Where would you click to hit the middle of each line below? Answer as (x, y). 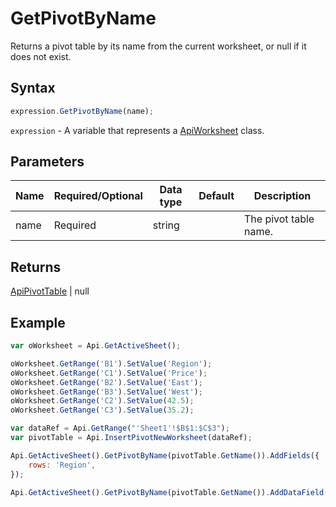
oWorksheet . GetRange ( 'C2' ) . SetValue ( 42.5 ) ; (102, 401)
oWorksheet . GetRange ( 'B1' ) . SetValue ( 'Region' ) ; (111, 363)
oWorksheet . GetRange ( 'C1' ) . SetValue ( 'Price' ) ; (109, 373)
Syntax (33, 88)
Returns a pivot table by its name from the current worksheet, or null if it (158, 46)
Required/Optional (98, 196)
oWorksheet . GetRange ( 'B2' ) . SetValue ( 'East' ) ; (106, 382)
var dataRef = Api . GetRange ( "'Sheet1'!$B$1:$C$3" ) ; (120, 428)
